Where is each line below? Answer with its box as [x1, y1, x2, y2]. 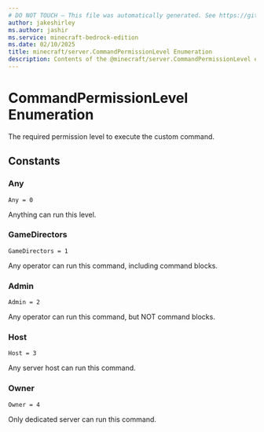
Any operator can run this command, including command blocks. [8, 261, 218, 270]
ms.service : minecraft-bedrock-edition [8, 33, 139, 42]
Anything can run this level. [8, 210, 97, 219]
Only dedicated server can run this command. [8, 414, 157, 424]
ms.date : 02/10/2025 [8, 41, 76, 49]
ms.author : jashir [8, 26, 68, 34]
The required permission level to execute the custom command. [8, 131, 214, 141]
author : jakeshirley [8, 19, 76, 27]
